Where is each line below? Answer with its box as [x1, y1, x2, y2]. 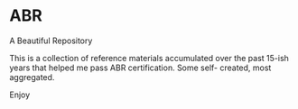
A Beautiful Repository [9, 35, 93, 46]
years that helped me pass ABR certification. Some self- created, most [9, 62, 272, 73]
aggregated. [9, 71, 55, 82]
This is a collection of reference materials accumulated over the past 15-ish [9, 52, 289, 63]
